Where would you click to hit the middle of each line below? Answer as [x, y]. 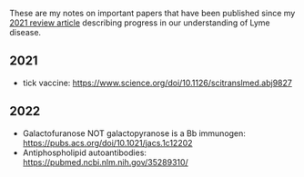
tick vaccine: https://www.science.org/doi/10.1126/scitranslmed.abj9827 [157, 83]
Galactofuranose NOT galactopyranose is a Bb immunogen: [134, 133]
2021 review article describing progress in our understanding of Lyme [140, 23]
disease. [25, 32]
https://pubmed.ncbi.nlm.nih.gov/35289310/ [105, 162]
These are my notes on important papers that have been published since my [152, 13]
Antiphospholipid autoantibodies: [85, 152]
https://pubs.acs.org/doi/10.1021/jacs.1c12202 [107, 143]
